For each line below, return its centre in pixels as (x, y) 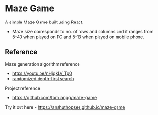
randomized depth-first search (43, 78)
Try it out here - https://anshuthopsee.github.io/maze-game (65, 107)
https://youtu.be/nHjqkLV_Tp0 (42, 73)
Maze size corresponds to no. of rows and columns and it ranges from (83, 31)
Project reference (23, 88)
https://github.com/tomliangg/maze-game (54, 97)
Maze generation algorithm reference (42, 64)
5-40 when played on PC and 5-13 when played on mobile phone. (78, 37)
